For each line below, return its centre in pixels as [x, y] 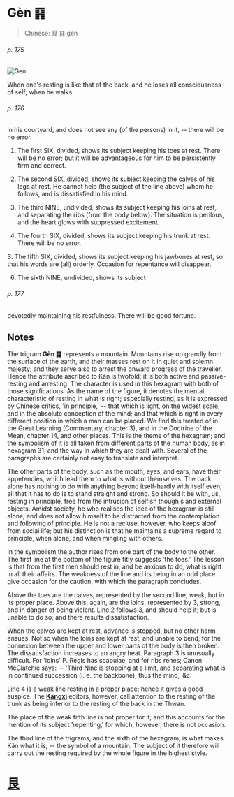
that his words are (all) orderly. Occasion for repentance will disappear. [109, 264]
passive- [213, 376]
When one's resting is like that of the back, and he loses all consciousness [114, 85]
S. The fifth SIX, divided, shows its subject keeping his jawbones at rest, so [115, 257]
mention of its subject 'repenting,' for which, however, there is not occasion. [116, 725]
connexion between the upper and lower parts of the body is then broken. [114, 646]
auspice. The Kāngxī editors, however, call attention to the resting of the [111, 696]
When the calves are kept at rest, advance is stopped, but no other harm [111, 631]
